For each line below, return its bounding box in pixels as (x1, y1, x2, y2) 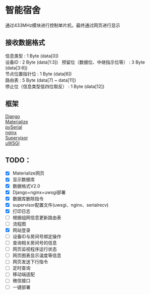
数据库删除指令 (12, 195, 44, 202)
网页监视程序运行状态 (12, 246, 57, 252)
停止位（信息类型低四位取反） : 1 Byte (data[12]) (5, 83, 105, 89)
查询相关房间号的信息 (12, 240, 57, 246)
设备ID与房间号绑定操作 (12, 233, 61, 240)
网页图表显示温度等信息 (12, 253, 61, 259)
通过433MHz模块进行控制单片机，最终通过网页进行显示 (5, 22, 121, 28)
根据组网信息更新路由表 (12, 214, 61, 220)
